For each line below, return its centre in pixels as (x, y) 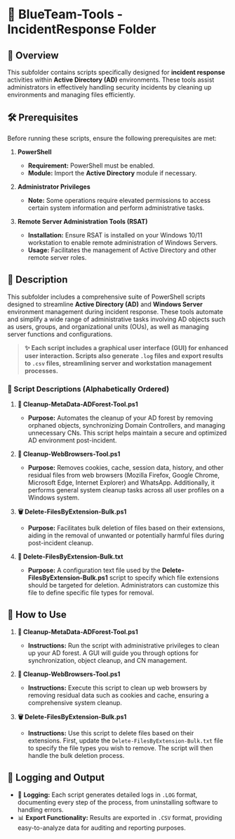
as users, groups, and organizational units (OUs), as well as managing (108, 326)
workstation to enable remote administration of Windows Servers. (123, 242)
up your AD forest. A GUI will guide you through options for (113, 653)
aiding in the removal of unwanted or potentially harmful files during (126, 535)
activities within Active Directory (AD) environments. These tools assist (111, 80)
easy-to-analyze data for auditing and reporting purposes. (101, 828)
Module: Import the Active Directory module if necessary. (112, 173)
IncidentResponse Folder (82, 29)
